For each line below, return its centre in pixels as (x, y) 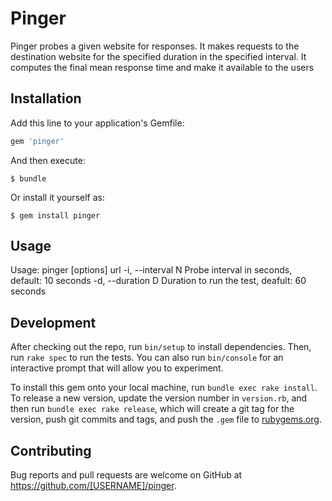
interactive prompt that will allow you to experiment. (117, 368)
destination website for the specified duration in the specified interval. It (158, 56)
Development (53, 322)
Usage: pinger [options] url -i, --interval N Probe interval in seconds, (151, 270)
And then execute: (48, 160)
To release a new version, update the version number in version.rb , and (159, 398)
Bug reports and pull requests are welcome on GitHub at (126, 475)
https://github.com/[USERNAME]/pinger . (93, 486)
